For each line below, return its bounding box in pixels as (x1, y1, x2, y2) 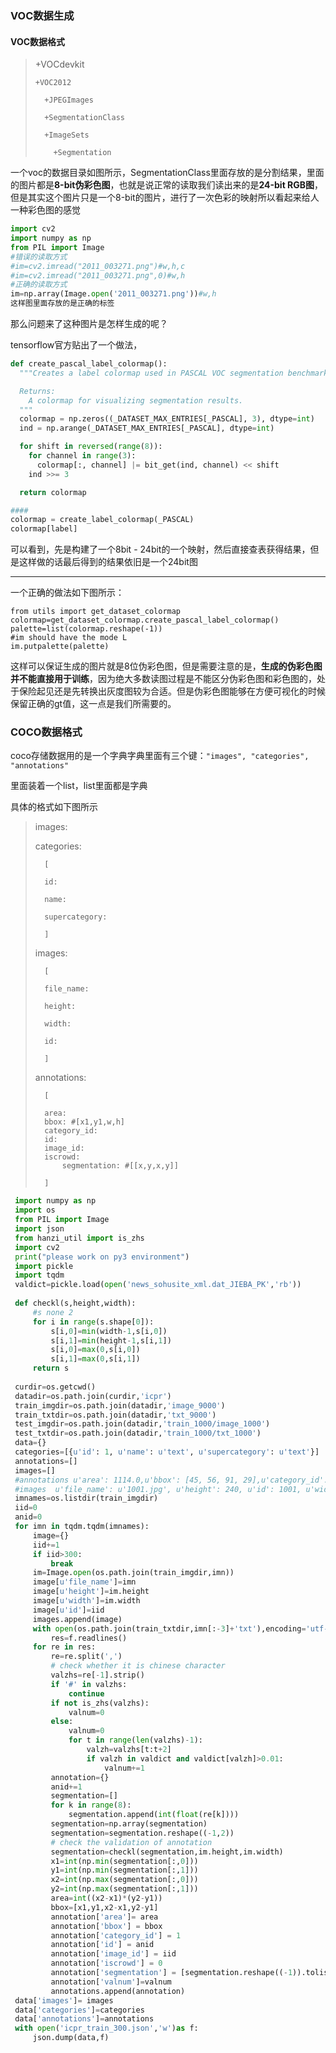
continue (68, 1688, 105, 1699)
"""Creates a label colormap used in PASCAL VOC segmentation (19, 368, 284, 378)
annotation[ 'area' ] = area (50, 1912, 159, 1922)
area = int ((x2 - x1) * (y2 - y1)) (50, 1893, 163, 1904)
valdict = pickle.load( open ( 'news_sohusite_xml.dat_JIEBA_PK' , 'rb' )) (14, 1280, 302, 1290)
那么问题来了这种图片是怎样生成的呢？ (10, 318, 168, 329)
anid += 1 (50, 1782, 83, 1792)
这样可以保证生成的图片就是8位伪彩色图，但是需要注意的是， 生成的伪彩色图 (10, 660, 323, 672)
